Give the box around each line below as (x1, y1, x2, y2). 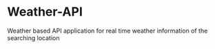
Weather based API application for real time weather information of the (7, 27, 208, 35)
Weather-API (7, 4, 83, 20)
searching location (7, 33, 60, 42)
